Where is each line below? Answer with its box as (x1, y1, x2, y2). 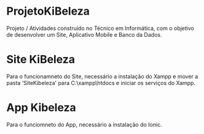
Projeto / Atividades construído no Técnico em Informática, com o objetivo (6, 24, 195, 32)
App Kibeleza (6, 101, 77, 114)
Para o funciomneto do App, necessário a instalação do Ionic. (6, 121, 162, 128)
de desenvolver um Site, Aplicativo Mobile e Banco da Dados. (6, 31, 162, 38)
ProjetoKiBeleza (6, 4, 90, 18)
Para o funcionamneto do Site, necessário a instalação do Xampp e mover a (6, 72, 198, 80)
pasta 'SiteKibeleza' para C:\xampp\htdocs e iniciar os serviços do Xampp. (6, 79, 195, 86)
